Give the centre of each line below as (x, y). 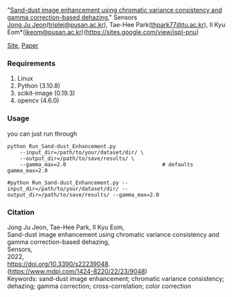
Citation (21, 212)
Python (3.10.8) (39, 86)
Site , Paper (23, 45)
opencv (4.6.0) (38, 100)
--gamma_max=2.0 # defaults (107, 164)
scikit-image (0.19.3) (46, 93)
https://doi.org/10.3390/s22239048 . (59, 264)
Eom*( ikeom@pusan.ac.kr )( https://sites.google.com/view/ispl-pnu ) (103, 32)
